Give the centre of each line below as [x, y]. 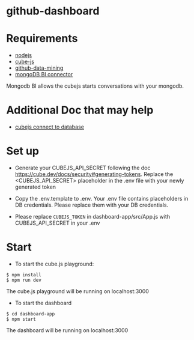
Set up [23, 151]
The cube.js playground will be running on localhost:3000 [77, 291]
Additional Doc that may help [80, 110]
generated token [35, 187]
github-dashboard [53, 11]
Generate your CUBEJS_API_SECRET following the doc [83, 168]
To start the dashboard [43, 303]
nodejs [23, 55]
